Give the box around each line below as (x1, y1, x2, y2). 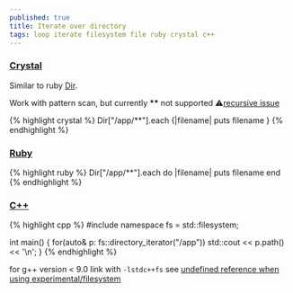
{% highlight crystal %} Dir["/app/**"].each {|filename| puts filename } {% (9, 114, 283, 126)
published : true (9, 13, 70, 22)
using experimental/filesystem (9, 273, 121, 284)
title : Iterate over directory (9, 22, 127, 31)
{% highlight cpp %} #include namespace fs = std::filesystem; (9, 219, 240, 230)
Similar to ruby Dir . (9, 80, 78, 91)
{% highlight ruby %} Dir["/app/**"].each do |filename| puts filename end (9, 167, 281, 178)
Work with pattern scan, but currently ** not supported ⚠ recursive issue (9, 97, 280, 108)
